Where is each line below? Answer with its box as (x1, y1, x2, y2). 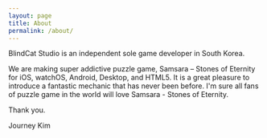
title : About (8, 19, 52, 27)
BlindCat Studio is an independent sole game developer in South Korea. (8, 49, 245, 59)
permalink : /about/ (8, 26, 74, 34)
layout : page (8, 11, 52, 20)
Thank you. (8, 105, 46, 115)
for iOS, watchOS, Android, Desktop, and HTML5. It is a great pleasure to (8, 73, 250, 83)
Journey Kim (8, 121, 51, 131)
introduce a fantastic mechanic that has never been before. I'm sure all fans (8, 81, 259, 91)
